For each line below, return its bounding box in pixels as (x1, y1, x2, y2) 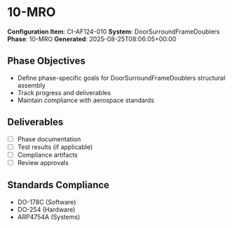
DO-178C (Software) (17, 197, 76, 206)
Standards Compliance (7, 179, 110, 191)
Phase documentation (17, 134, 81, 143)
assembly (17, 81, 46, 90)
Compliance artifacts (17, 150, 79, 159)
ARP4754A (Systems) (17, 213, 81, 221)
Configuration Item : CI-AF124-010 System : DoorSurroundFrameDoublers (7, 27, 220, 36)
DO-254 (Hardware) (17, 205, 76, 213)
